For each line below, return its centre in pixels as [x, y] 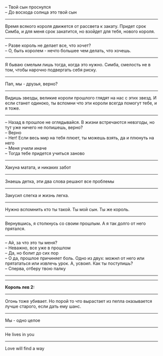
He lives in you [20, 334]
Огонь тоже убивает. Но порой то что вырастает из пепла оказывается [79, 301]
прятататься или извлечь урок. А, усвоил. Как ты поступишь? [69, 263]
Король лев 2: [20, 287]
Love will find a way [25, 348]
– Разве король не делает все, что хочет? [48, 45]
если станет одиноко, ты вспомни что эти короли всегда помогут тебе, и [81, 103]
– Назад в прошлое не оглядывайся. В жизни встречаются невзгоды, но [80, 122]
